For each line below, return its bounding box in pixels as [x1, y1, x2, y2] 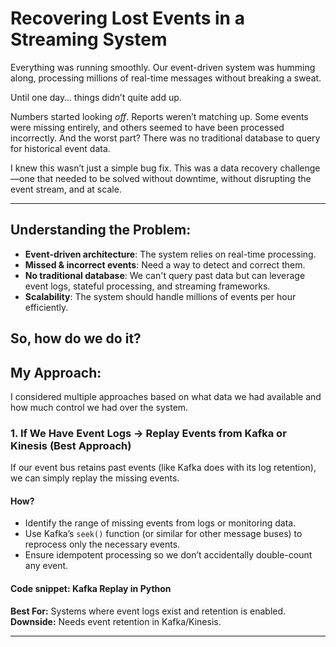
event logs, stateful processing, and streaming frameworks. [24, 280, 271, 292]
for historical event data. [10, 142, 111, 154]
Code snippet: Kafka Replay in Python [10, 583, 172, 595]
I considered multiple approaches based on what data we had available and [10, 390, 322, 402]
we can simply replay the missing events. [10, 472, 180, 484]
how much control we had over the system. [10, 401, 189, 413]
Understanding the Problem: [10, 222, 192, 239]
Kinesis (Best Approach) [10, 438, 132, 452]
